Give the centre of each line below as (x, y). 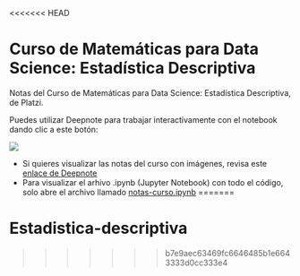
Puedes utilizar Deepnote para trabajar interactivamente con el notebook (143, 119)
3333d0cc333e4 (197, 263)
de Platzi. (26, 102)
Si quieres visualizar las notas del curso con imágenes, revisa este (145, 163)
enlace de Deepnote (60, 173)
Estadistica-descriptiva (99, 229)
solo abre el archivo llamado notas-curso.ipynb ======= (129, 192)
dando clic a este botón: (54, 129)
